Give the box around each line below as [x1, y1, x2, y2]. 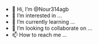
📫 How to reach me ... [11, 32, 67, 38]
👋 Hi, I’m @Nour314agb [11, 6, 69, 12]
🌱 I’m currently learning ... [11, 18, 75, 25]
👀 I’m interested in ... [11, 12, 62, 19]
